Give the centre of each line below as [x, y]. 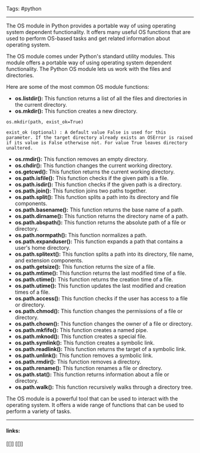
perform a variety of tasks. [39, 411]
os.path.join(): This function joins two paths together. [81, 191]
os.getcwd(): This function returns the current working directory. [95, 172]
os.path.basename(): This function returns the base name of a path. [99, 210]
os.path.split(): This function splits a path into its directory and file [96, 197]
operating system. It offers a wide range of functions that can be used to [95, 405]
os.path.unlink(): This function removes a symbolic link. [84, 355]
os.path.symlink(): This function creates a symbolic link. [85, 343]
